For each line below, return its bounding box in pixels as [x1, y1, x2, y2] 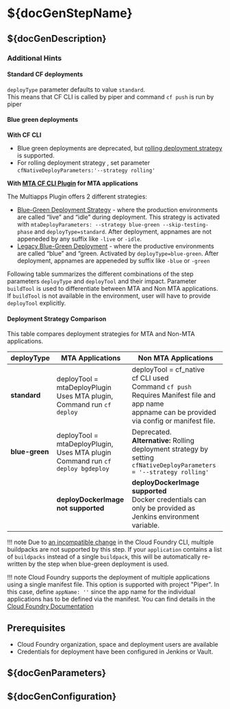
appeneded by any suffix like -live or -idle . [16, 235, 142, 243]
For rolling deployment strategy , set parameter [16, 158, 151, 166]
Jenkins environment [131, 512, 200, 521]
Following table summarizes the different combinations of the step [7, 270, 194, 278]
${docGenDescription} [7, 33, 107, 44]
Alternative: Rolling [131, 436, 195, 446]
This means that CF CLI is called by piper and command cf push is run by [7, 92, 214, 101]
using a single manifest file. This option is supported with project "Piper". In [7, 580, 220, 589]
